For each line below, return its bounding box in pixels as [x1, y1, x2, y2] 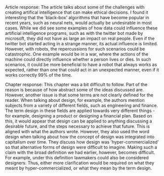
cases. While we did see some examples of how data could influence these [5, 25, 158, 31]
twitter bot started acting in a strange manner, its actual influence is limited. [5, 41, 158, 46]
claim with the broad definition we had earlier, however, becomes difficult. [5, 149, 155, 155]
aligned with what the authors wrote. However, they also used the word [5, 129, 150, 134]
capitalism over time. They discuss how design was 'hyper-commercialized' [5, 139, 159, 145]
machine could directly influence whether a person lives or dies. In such [5, 57, 151, 62]
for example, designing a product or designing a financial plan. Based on [5, 113, 153, 118]
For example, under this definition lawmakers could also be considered [5, 155, 149, 160]
